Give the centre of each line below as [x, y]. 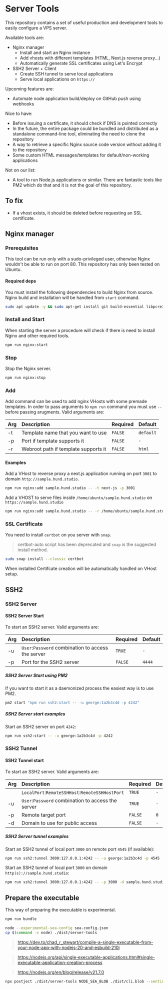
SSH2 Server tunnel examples [37, 836]
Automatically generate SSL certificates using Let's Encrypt [81, 63]
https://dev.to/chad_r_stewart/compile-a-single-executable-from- [85, 942]
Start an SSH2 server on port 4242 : [41, 726]
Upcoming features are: [29, 88]
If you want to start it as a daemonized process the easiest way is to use [79, 688]
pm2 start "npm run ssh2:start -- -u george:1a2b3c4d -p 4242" [72, 702]
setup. [12, 574]
